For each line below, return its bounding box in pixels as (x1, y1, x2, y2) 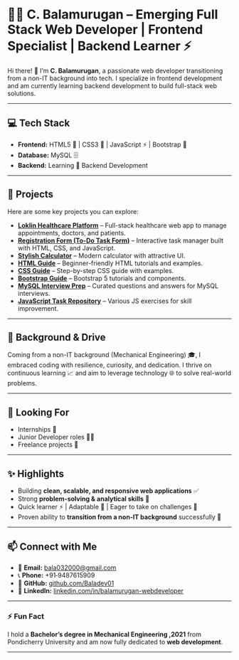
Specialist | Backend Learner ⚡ (7, 38, 192, 54)
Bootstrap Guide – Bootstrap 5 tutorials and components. (17, 274, 186, 282)
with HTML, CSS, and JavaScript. (17, 243, 116, 252)
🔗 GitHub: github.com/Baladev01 (17, 579, 115, 587)
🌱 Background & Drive (7, 331, 106, 344)
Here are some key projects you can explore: (7, 207, 139, 215)
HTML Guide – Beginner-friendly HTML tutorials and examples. (17, 259, 203, 267)
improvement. (17, 304, 59, 312)
